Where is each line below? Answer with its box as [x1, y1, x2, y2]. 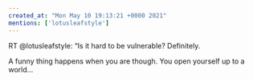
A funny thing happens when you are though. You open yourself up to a [8, 56, 245, 66]
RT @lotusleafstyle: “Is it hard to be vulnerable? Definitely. [8, 40, 201, 50]
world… [8, 64, 34, 74]
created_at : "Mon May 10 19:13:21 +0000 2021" [8, 11, 167, 20]
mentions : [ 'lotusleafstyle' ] [8, 19, 110, 27]
